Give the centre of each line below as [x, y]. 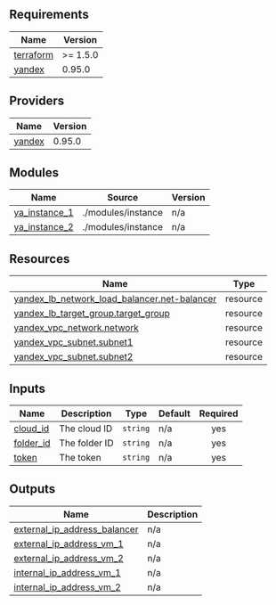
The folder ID [86, 443]
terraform [34, 54]
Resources [40, 259]
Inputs [28, 388]
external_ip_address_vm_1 [69, 544]
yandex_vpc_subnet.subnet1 [73, 342]
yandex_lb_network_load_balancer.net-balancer [115, 299]
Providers [37, 101]
